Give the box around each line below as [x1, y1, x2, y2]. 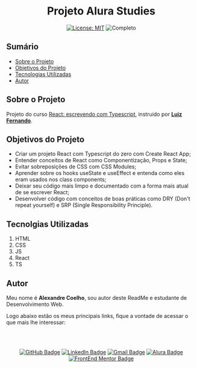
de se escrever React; [14, 189, 70, 196]
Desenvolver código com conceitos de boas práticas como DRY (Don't [14, 195, 191, 203]
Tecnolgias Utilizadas [6, 219, 89, 229]
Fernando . [6, 116, 33, 124]
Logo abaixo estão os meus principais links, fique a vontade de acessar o [6, 312, 189, 319]
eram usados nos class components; [14, 176, 107, 183]
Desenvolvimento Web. [6, 300, 64, 308]
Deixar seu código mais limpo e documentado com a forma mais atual [14, 182, 189, 189]
